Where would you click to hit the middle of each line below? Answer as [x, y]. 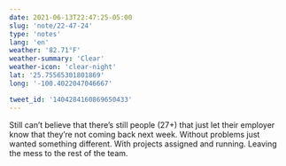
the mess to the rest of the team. [69, 153]
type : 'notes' [35, 34]
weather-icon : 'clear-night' [63, 67]
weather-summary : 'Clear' [57, 59]
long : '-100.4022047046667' [61, 83]
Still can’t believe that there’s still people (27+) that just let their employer [142, 124]
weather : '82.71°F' [45, 51]
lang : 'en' [29, 42]
